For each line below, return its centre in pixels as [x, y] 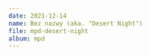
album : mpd [27, 38]
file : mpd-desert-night [49, 31]
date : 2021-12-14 [38, 16]
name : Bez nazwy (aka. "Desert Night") [76, 23]
